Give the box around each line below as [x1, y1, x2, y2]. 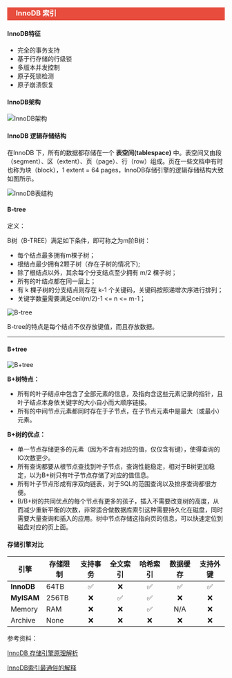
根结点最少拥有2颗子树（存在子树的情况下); [17, 260, 140, 268]
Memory [10, 605, 38, 614]
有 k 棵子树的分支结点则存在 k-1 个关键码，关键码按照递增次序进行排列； [17, 285, 224, 294]
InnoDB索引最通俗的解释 [7, 663, 77, 672]
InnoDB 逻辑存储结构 [7, 132, 67, 140]
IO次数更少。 [17, 454, 55, 462]
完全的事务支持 [17, 46, 60, 55]
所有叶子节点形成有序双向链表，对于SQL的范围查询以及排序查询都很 [17, 479, 211, 488]
